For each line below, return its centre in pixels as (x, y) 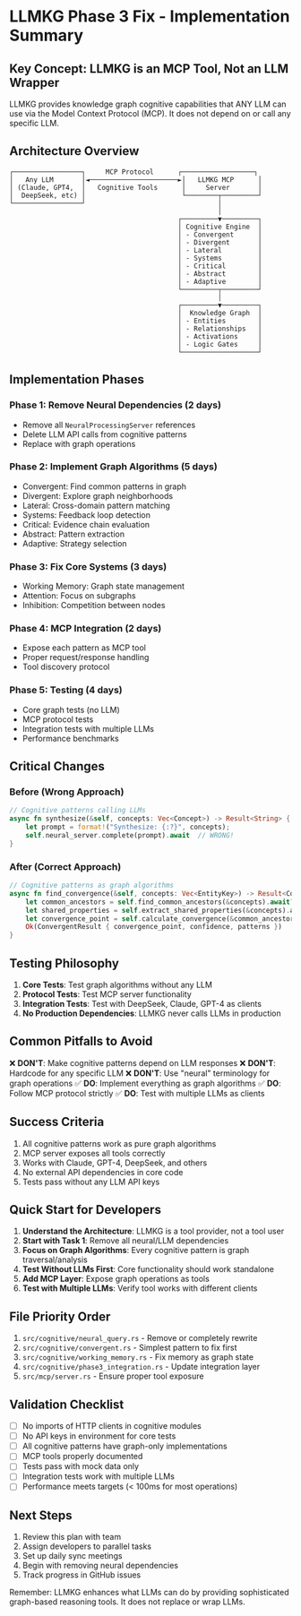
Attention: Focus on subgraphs (79, 596)
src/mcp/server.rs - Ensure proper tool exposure (113, 1376)
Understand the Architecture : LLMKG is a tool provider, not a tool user (153, 1231)
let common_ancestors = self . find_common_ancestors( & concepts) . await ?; (162, 902)
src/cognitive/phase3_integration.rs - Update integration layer (141, 1367)
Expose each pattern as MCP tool (84, 648)
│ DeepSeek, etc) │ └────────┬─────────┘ (136, 195)
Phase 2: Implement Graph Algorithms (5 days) (113, 467)
